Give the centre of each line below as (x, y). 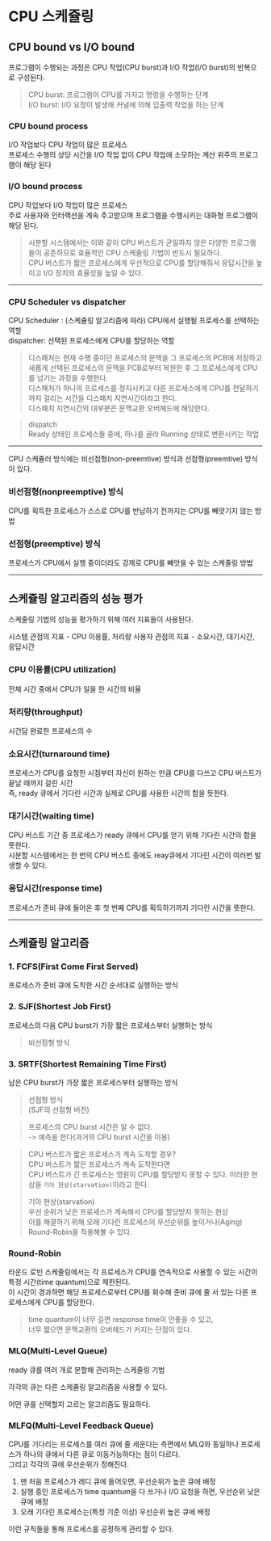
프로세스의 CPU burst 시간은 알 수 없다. (90, 1127)
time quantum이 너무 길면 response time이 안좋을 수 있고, (121, 1320)
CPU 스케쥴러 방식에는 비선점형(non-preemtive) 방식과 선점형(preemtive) (126, 458)
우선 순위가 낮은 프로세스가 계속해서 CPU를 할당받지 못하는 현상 (128, 1212)
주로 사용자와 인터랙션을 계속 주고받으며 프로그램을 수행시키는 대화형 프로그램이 (133, 215)
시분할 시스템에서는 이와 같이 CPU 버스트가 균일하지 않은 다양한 (128, 242)
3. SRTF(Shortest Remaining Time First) (88, 1063)
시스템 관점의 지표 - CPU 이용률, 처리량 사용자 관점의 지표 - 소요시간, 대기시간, (132, 637)
